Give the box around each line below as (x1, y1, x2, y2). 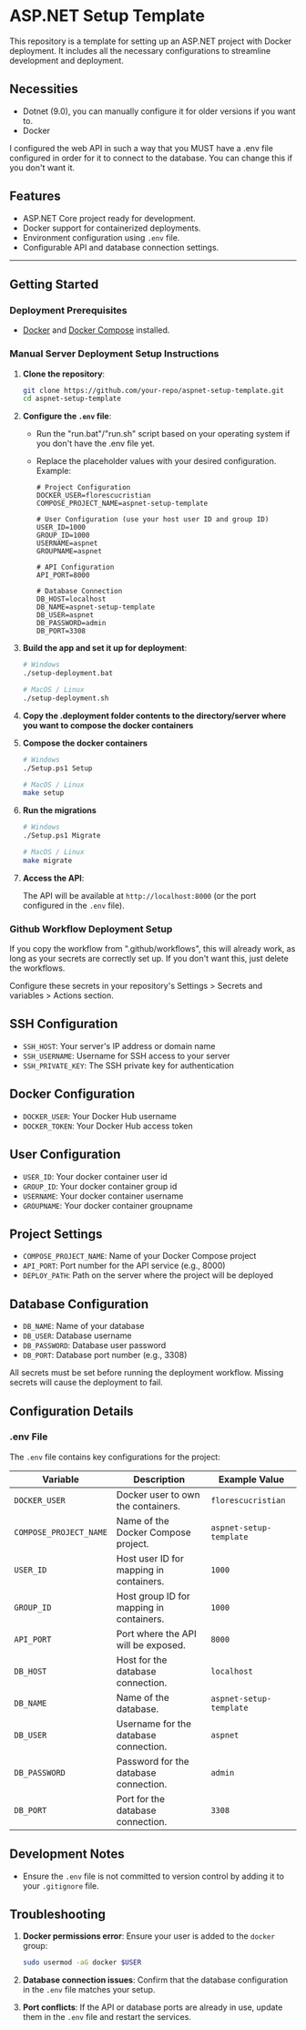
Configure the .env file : (22, 411, 112, 422)
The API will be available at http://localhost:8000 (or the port (22, 890, 257, 901)
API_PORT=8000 (36, 571, 90, 580)
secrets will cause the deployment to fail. (9, 1377, 164, 1388)
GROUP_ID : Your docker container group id (22, 1180, 178, 1191)
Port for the (116, 1792, 166, 1805)
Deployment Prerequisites (9, 304, 127, 316)
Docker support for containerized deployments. (22, 222, 201, 233)
